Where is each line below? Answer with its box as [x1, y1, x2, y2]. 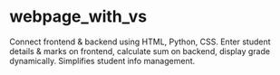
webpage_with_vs [9, 6, 148, 27]
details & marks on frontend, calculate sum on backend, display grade [9, 45, 270, 56]
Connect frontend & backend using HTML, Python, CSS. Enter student [9, 36, 271, 47]
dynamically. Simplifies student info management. [9, 55, 196, 66]
